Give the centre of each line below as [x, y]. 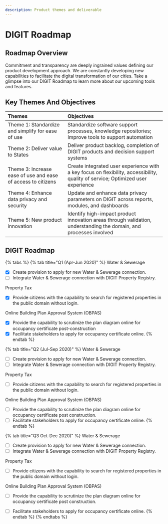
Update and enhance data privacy [107, 193]
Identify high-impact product [101, 214]
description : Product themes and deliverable [53, 10]
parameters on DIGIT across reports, [110, 200]
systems [77, 158]
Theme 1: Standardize [34, 125]
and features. [19, 86]
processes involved [90, 233]
